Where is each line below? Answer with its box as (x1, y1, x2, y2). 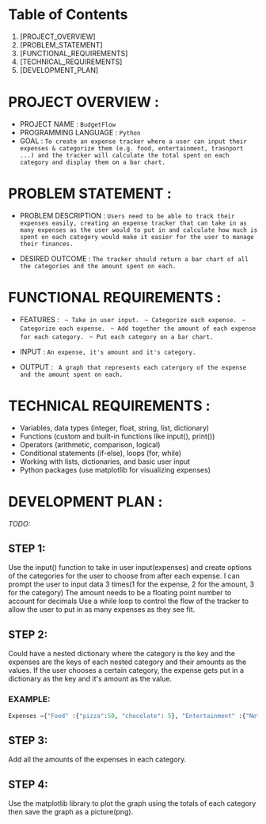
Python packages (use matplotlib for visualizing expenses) (19, 465, 211, 474)
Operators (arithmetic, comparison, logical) (19, 439, 161, 449)
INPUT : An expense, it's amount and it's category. (19, 347, 196, 356)
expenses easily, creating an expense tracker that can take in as (19, 219, 247, 227)
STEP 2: (8, 628, 48, 641)
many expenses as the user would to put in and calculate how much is (19, 226, 258, 234)
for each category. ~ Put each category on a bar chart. (19, 332, 214, 341)
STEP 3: (8, 734, 48, 747)
